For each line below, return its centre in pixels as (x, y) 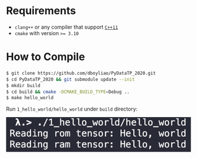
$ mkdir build (23, 85)
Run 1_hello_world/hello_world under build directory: (72, 109)
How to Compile (45, 57)
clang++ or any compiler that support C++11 (66, 27)
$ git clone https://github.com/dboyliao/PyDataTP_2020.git (81, 73)
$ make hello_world (30, 98)
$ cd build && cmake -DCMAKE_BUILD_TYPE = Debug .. (68, 92)
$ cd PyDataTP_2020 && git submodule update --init (70, 79)
